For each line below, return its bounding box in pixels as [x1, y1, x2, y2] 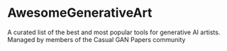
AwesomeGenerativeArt [7, 5, 153, 21]
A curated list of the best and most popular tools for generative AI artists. [7, 28, 221, 36]
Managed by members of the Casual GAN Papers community [7, 35, 186, 43]
